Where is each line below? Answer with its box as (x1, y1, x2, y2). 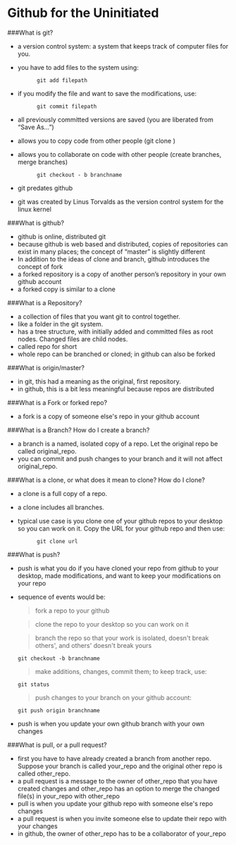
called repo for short (17, 342, 77, 350)
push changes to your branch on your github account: (35, 693, 192, 702)
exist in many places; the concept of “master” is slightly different (17, 247, 206, 256)
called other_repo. (17, 769, 70, 778)
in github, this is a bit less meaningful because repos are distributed (17, 384, 215, 393)
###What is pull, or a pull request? (7, 740, 107, 749)
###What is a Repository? (7, 298, 82, 307)
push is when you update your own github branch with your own (17, 719, 205, 728)
